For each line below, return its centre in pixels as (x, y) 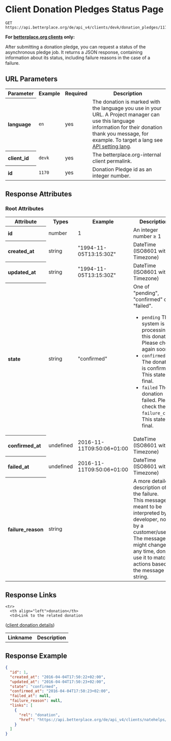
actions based (150, 564)
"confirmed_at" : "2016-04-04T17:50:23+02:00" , (60, 691)
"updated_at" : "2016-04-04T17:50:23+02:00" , (58, 682)
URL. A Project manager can (126, 115)
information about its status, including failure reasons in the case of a (78, 58)
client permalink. (112, 161)
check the (154, 406)
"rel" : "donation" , (39, 715)
